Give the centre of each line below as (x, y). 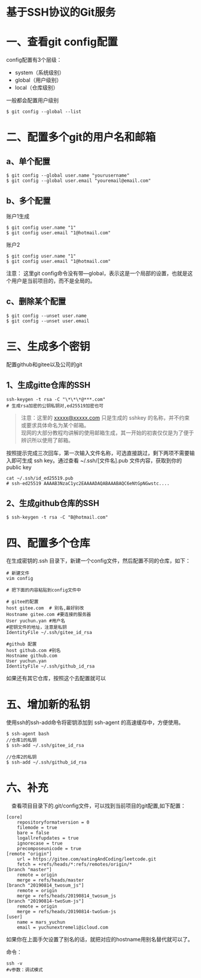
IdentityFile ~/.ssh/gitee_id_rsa (49, 633)
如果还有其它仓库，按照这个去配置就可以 (56, 678)
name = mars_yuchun (41, 922)
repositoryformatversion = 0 (53, 823)
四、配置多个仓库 (48, 543)
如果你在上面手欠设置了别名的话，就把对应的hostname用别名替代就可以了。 (100, 940)
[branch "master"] (29, 870)
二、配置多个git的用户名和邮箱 (81, 137)
